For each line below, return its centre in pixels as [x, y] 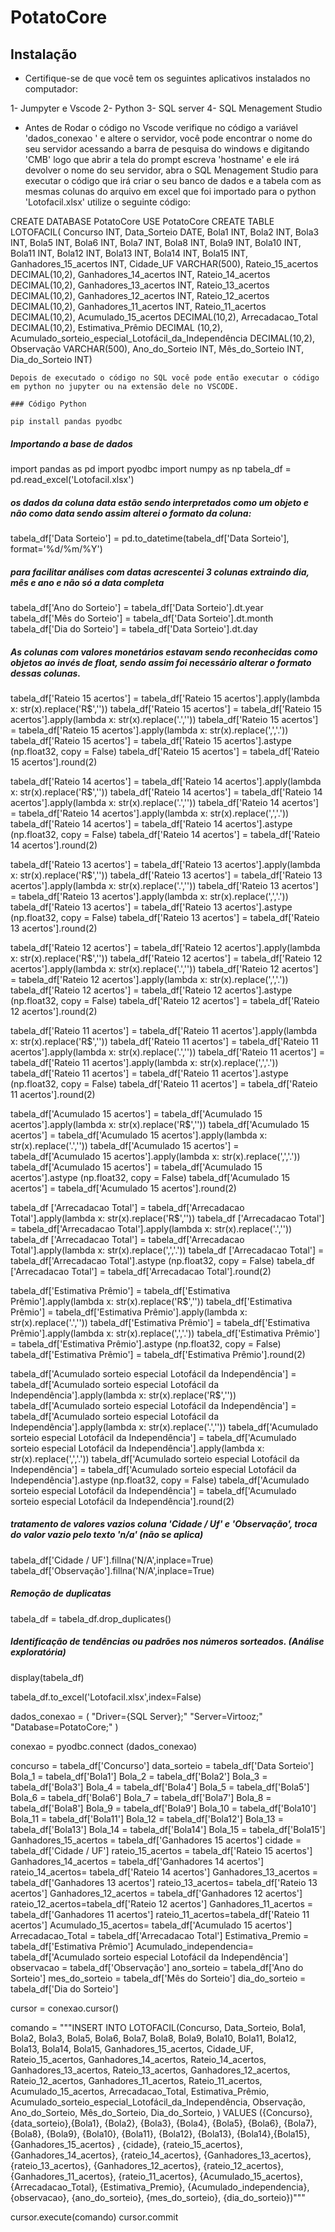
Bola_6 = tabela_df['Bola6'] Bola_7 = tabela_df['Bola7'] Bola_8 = [141, 1797]
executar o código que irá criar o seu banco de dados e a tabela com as [173, 180]
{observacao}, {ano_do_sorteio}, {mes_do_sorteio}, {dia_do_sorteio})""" [158, 2197]
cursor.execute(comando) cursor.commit [94, 2217]
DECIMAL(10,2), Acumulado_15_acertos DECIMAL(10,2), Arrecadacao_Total [164, 317]
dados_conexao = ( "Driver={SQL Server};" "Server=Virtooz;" [136, 1716]
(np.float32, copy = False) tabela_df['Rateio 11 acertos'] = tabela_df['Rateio [164, 1083]
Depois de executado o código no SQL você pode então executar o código [165, 378]
